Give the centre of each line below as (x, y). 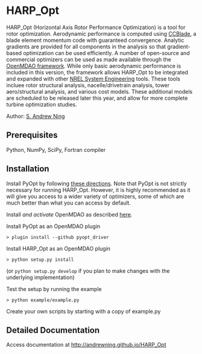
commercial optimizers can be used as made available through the (89, 59)
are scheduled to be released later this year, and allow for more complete (97, 98)
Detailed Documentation (53, 330)
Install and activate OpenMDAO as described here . (69, 214)
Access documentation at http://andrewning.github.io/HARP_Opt (86, 345)
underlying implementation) (41, 277)
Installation (28, 169)
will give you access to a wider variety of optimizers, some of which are (95, 196)
